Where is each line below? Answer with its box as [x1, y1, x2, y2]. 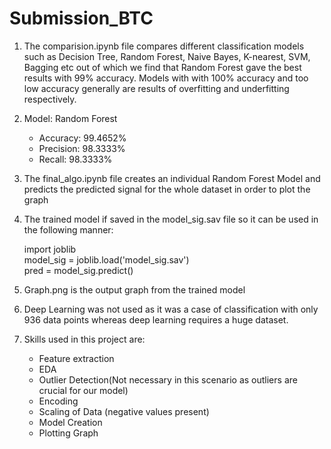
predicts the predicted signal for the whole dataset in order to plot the [23, 183, 311, 195]
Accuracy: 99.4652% [38, 132, 127, 144]
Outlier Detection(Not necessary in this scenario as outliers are [38, 373, 298, 386]
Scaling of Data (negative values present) [38, 405, 210, 417]
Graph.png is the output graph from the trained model [23, 283, 246, 296]
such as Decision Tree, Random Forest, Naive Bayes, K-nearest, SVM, [23, 50, 311, 62]
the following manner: [23, 223, 114, 236]
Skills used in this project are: [23, 333, 146, 345]
